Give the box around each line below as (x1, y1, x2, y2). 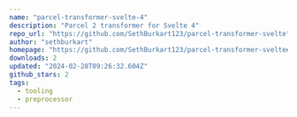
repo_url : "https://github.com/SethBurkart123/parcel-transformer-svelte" (9, 29, 291, 38)
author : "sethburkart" (9, 37, 93, 47)
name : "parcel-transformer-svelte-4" (9, 12, 148, 22)
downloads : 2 (9, 54, 57, 62)
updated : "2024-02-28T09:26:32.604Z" (9, 62, 148, 71)
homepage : (9, 46, 46, 55)
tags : (9, 78, 29, 87)
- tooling (17, 86, 53, 95)
